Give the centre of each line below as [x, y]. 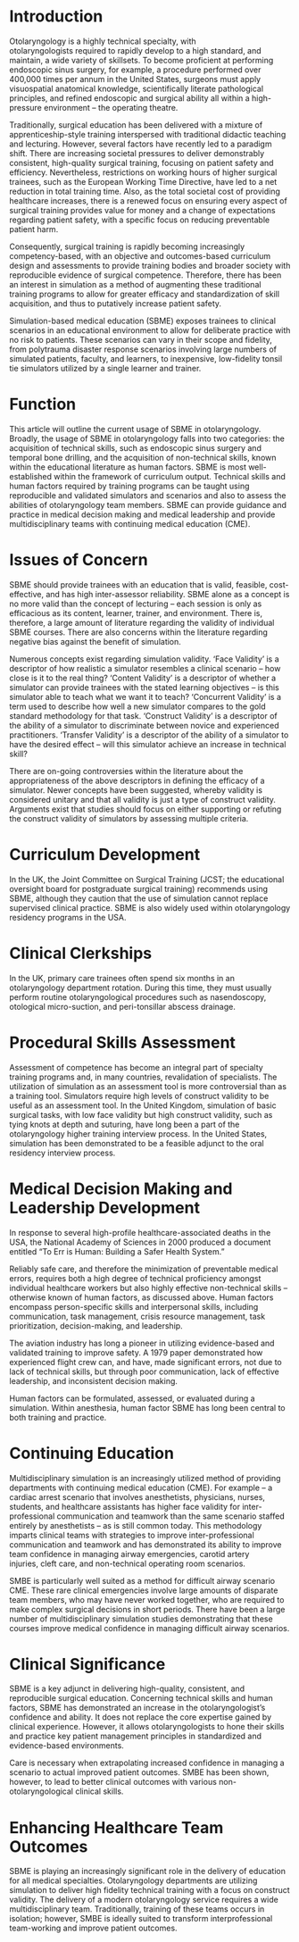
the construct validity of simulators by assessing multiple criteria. [129, 818]
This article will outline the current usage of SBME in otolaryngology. [135, 429]
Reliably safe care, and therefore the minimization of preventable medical [144, 1269]
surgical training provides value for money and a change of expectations [142, 210]
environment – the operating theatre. [111, 107]
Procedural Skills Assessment [123, 1042]
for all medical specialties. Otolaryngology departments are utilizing [133, 1880]
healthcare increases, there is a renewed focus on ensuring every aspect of [148, 200]
